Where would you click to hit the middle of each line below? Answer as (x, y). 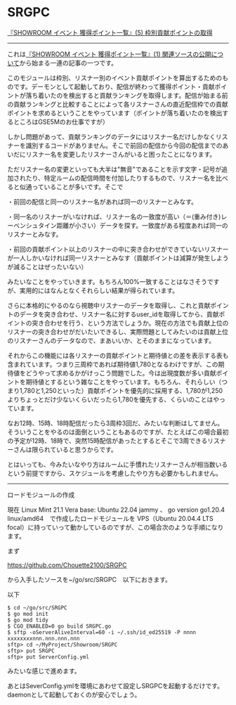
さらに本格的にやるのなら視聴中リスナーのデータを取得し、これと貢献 (109, 305)
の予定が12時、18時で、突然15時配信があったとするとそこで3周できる (107, 441)
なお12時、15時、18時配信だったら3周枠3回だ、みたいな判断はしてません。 (115, 423)
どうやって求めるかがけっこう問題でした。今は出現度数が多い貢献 (121, 373)
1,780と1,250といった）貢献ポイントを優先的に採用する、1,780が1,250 (121, 390)
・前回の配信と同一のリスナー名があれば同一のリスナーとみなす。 (103, 202)
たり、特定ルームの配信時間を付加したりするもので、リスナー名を (121, 178)
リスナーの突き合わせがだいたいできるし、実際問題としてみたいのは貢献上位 (118, 332)
